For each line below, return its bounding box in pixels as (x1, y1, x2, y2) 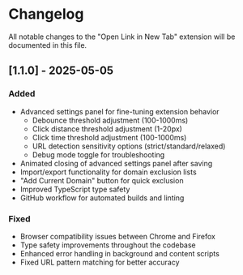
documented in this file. (8, 40, 87, 49)
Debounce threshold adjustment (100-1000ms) (32, 115, 189, 125)
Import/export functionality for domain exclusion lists (19, 167, 197, 177)
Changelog (8, 5, 84, 24)
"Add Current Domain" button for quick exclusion (19, 175, 184, 185)
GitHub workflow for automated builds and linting (19, 192, 185, 203)
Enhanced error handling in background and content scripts (19, 248, 220, 258)
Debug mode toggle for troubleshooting (32, 149, 165, 159)
